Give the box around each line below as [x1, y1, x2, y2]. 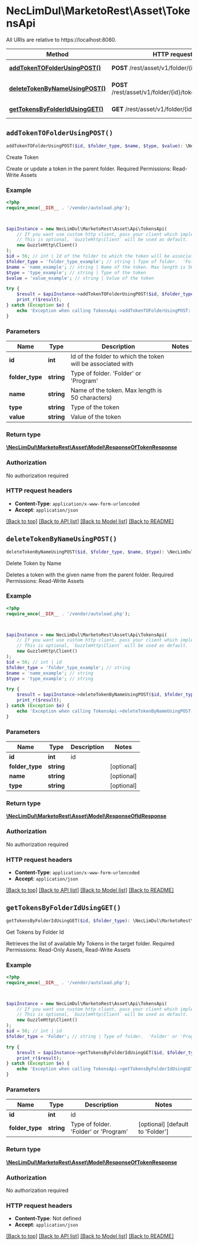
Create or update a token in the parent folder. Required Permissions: [6, 165, 171, 172]
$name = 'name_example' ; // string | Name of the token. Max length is [6, 264, 186, 270]
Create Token [6, 153, 39, 160]
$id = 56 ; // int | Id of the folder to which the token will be [6, 253, 170, 259]
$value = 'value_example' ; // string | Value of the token [6, 275, 154, 281]
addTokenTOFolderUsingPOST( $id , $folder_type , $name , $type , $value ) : [6, 143, 183, 149]
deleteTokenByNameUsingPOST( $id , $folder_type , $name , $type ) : [6, 549, 165, 555]
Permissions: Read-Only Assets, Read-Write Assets [6, 946, 131, 953]
